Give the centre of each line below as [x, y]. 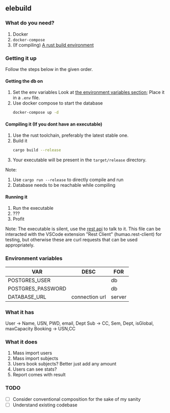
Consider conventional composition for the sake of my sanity [77, 399]
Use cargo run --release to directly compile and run [68, 180]
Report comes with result [39, 375]
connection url [89, 297]
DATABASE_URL [27, 297]
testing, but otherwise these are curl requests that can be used [71, 240]
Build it [20, 141]
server [119, 297]
